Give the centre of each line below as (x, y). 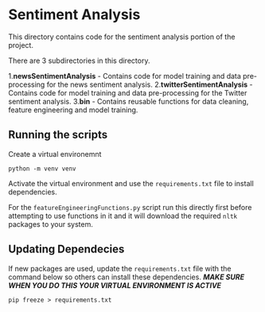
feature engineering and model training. (73, 110)
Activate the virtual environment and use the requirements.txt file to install (131, 183)
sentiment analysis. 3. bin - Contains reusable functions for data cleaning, (129, 101)
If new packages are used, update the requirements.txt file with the (120, 268)
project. (21, 45)
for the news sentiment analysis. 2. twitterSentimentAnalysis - (150, 84)
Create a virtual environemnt (55, 154)
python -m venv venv (43, 169)
